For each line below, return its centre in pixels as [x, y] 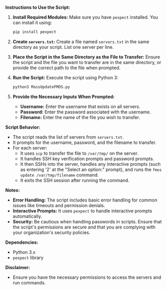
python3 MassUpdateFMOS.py [41, 87]
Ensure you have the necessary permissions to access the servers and [87, 277]
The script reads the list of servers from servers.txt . [68, 137]
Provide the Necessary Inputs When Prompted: [64, 97]
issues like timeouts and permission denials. [59, 205]
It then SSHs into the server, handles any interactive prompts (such [90, 164]
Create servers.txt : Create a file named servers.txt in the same [81, 41]
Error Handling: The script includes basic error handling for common [85, 200]
